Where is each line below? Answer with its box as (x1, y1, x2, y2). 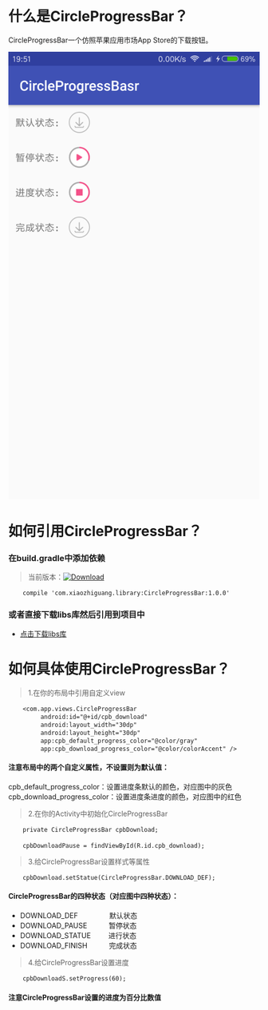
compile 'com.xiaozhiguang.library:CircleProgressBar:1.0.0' (22, 589, 230, 598)
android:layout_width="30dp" (40, 721, 137, 729)
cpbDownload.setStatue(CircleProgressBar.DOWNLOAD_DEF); (22, 873, 216, 881)
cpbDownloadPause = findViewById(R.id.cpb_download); (22, 841, 205, 849)
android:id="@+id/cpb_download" (40, 713, 148, 721)
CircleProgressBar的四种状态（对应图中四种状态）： (8, 892, 179, 901)
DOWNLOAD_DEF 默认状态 (19, 911, 138, 921)
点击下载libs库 (19, 629, 67, 638)
